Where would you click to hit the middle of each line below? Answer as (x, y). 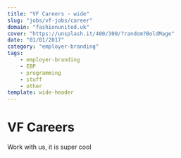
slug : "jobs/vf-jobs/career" (50, 20)
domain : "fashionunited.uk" (49, 27)
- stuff (31, 79)
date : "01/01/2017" (36, 40)
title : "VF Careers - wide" (49, 14)
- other (31, 86)
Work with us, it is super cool (49, 147)
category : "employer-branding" (53, 47)
